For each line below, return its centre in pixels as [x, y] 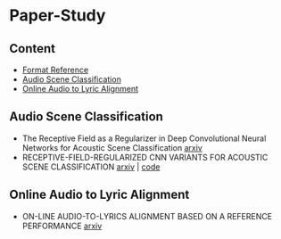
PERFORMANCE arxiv [62, 226]
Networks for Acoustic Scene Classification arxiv [112, 147]
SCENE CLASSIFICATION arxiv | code [91, 167]
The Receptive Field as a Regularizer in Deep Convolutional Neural [144, 138]
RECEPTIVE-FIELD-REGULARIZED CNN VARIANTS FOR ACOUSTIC [145, 157]
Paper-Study [58, 16]
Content [33, 49]
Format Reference [55, 70]
